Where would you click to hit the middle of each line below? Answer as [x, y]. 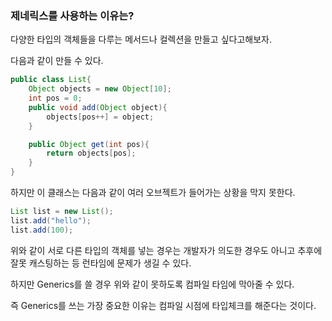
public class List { [51, 80]
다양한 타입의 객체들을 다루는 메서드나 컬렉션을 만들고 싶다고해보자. [141, 39]
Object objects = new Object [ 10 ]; [100, 89]
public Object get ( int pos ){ [89, 144]
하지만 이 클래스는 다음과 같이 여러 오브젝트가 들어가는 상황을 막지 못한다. [153, 193]
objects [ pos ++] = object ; [100, 117]
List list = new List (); [62, 212]
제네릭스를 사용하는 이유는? [72, 15]
